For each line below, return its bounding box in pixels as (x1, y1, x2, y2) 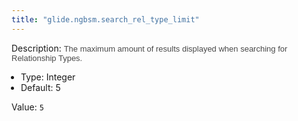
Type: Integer (20, 71, 76, 83)
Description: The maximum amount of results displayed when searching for (11, 42, 288, 54)
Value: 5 (11, 101, 44, 113)
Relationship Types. (11, 52, 83, 63)
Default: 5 (20, 81, 61, 93)
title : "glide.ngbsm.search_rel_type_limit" (11, 14, 200, 25)
